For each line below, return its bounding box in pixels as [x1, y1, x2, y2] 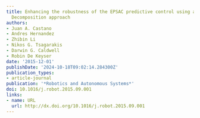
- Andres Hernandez [6, 31, 55, 37]
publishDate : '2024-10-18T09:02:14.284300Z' [6, 64, 118, 70]
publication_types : [6, 70, 55, 76]
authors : [6, 20, 28, 26]
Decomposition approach [11, 14, 70, 20]
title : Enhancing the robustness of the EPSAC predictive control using [6, 8, 190, 15]
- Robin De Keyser [6, 53, 52, 59]
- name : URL [6, 97, 36, 103]
